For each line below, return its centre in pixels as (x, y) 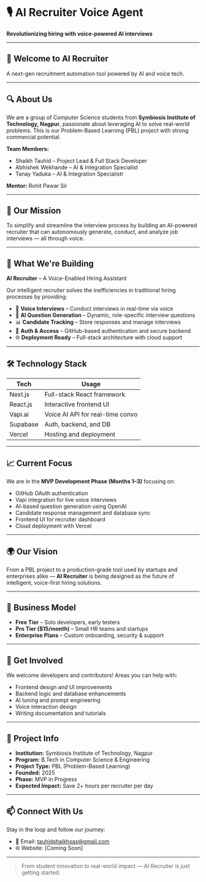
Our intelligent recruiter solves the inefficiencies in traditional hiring (91, 291)
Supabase (24, 424)
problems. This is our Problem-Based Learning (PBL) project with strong (97, 130)
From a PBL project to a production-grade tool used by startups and (92, 569)
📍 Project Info (33, 738)
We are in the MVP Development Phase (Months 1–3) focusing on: (91, 481)
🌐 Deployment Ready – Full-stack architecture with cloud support (99, 338)
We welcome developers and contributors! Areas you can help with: (92, 675)
